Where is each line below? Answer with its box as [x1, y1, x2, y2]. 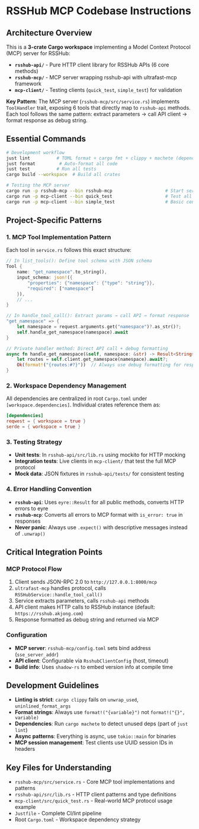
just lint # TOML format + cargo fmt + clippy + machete [6, 155, 174, 161]
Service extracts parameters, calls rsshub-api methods [14, 597, 149, 604]
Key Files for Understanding [6, 763, 112, 773]
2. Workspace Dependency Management [6, 381, 127, 389]
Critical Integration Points [6, 547, 103, 557]
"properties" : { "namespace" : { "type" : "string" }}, [27, 280, 155, 286]
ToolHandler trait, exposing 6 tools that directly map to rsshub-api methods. [6, 104, 191, 111]
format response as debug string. [6, 117, 88, 124]
